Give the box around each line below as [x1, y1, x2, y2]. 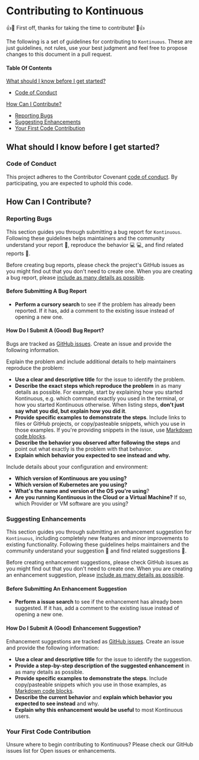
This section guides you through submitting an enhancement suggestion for [6, 528, 192, 536]
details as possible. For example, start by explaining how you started [14, 388, 183, 395]
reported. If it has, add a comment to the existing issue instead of [14, 307, 175, 314]
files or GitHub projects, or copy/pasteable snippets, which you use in [14, 420, 185, 427]
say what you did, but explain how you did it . [14, 407, 127, 414]
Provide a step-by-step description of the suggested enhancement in [14, 662, 190, 669]
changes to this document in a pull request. [6, 51, 112, 58]
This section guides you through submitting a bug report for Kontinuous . [6, 228, 182, 235]
